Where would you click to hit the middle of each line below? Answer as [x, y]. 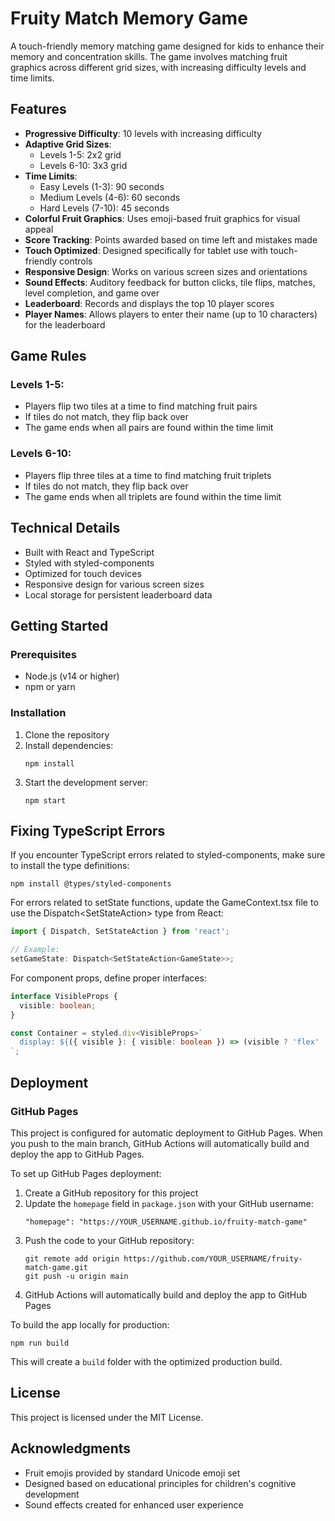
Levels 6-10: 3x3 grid [83, 165]
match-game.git [56, 1267]
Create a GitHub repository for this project [111, 1193]
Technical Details [65, 528]
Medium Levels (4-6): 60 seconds [110, 197]
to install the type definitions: [70, 866]
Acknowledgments [71, 1448]
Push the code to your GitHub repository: [109, 1240]
